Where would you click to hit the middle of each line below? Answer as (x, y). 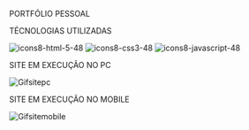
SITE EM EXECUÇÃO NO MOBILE (69, 99)
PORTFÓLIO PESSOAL (50, 14)
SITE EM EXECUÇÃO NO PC (60, 65)
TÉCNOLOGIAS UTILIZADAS (60, 31)
